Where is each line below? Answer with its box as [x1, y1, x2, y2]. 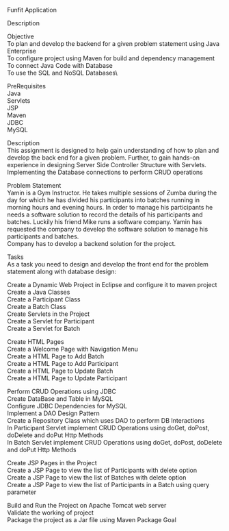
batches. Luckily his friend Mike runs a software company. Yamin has [7, 218, 202, 225]
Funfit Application [7, 6, 57, 14]
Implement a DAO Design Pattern [7, 409, 100, 417]
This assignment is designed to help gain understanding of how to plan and [7, 147, 219, 154]
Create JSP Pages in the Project [7, 459, 97, 467]
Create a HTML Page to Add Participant [7, 360, 118, 367]
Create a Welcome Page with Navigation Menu [7, 345, 139, 353]
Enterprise [7, 47, 36, 55]
